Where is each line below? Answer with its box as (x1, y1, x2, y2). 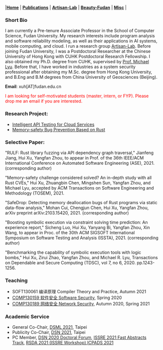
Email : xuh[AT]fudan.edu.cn (5, 84, 62, 89)
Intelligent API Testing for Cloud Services (12, 122, 95, 127)
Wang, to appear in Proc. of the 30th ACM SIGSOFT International (5, 229, 135, 235)
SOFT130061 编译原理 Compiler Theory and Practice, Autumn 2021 (12, 289, 146, 295)
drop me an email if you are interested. (5, 98, 83, 104)
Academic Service (5, 314, 50, 320)
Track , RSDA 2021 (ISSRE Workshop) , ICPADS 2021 (12, 340, 114, 346)
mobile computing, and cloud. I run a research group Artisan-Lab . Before (5, 43, 151, 49)
